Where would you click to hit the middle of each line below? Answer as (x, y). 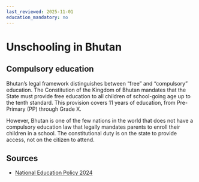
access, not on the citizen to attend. (50, 139)
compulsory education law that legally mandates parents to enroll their (93, 127)
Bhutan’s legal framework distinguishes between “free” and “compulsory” (97, 83)
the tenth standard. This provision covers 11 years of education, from (91, 102)
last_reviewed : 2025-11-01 (40, 12)
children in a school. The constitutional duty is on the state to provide (92, 133)
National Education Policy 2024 (54, 173)
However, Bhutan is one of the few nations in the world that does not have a (100, 120)
